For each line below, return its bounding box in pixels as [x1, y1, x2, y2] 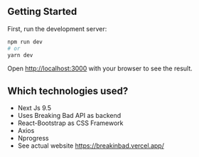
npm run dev [7, 38, 43, 45]
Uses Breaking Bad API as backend [17, 112, 122, 120]
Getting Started [7, 6, 77, 18]
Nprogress [17, 134, 49, 143]
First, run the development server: [7, 24, 107, 33]
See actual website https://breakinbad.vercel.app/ [17, 141, 165, 150]
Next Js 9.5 [17, 104, 52, 112]
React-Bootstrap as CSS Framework [17, 119, 124, 127]
